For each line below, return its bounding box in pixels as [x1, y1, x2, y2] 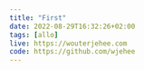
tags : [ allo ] [9, 30, 59, 39]
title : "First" [9, 13, 67, 23]
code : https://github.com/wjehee [9, 47, 136, 56]
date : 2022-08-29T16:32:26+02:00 [9, 22, 136, 31]
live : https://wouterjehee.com [9, 38, 128, 48]
